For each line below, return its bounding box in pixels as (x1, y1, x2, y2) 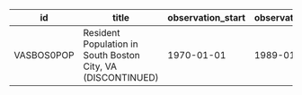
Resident (83, 27, 120, 39)
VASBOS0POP (13, 49, 75, 61)
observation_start (167, 12, 245, 23)
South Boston (83, 49, 141, 61)
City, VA (83, 60, 117, 73)
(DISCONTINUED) (83, 72, 159, 83)
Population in (83, 38, 138, 50)
